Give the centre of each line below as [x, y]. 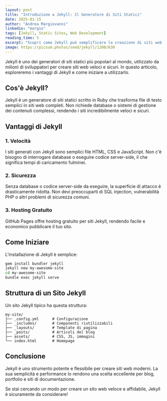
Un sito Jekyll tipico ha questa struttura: [46, 305]
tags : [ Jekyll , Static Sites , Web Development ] [56, 33]
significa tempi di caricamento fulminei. [46, 163]
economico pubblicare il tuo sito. [39, 226]
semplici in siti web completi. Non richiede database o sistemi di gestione [81, 106]
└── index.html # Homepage [40, 341]
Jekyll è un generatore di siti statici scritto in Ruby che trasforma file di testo [83, 100]
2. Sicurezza [21, 175]
